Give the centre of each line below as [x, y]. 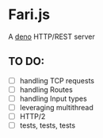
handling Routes [46, 90]
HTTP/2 [32, 116]
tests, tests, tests [48, 125]
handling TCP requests [57, 80]
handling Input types [53, 98]
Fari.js [29, 15]
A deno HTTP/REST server [51, 36]
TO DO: [27, 61]
